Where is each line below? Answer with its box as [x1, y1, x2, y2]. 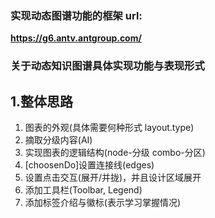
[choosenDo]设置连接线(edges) [24, 159, 155, 171]
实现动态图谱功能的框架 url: [10, 8, 143, 22]
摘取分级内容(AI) [24, 134, 93, 146]
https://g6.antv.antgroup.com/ [10, 32, 142, 44]
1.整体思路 [10, 93, 74, 110]
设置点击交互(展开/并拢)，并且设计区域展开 [24, 172, 202, 184]
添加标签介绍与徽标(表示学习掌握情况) [24, 197, 182, 209]
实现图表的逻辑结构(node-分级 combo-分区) [24, 147, 206, 159]
